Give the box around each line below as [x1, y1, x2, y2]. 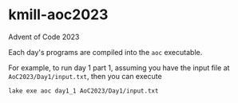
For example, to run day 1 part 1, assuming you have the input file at [8, 62, 230, 73]
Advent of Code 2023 [8, 32, 80, 42]
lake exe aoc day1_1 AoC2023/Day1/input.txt [8, 86, 159, 95]
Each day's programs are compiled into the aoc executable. [8, 47, 203, 57]
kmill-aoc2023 [8, 6, 109, 24]
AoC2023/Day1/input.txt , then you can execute [8, 71, 162, 81]
